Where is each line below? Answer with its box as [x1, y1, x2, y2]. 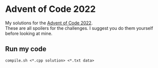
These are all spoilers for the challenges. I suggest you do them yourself [5, 25, 153, 31]
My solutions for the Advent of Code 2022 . [5, 20, 93, 26]
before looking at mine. [5, 30, 53, 36]
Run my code [5, 45, 47, 53]
